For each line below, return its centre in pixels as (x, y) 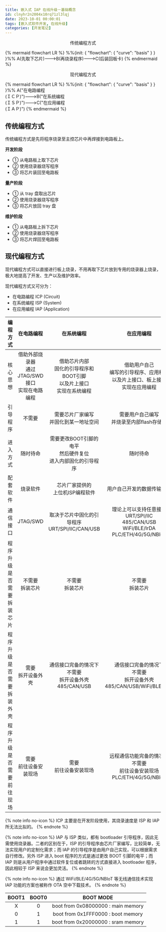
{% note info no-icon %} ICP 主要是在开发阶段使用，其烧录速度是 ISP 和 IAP (82, 820)
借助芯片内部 (74, 361)
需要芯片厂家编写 (74, 414)
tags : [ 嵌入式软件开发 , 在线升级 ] (37, 24)
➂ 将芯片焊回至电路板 (36, 239)
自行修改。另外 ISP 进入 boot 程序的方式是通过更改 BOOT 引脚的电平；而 (79, 856)
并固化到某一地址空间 (74, 422)
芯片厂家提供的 (74, 485)
